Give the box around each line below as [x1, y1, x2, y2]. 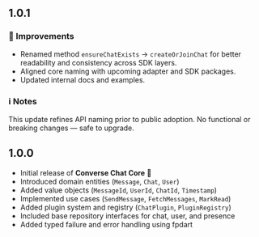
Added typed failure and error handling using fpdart [19, 219, 193, 229]
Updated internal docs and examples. [19, 74, 146, 84]
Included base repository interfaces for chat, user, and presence [19, 210, 236, 221]
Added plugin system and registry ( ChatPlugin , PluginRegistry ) [19, 202, 232, 212]
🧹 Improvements [8, 31, 74, 42]
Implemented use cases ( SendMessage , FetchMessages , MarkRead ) [19, 193, 231, 203]
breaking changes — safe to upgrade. [8, 123, 135, 133]
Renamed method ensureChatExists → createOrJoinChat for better [19, 49, 241, 59]
